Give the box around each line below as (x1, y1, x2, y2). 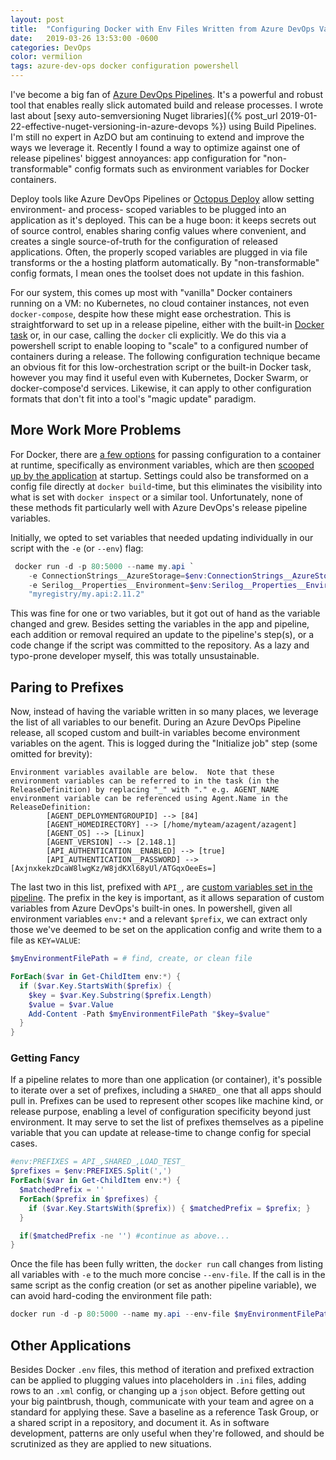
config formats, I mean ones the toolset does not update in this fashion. (10, 267, 305, 279)
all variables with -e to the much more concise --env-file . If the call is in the (10, 1269, 326, 1281)
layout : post (10, 14, 65, 25)
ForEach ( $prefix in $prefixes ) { (19, 1194, 159, 1204)
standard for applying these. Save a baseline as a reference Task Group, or (10, 1406, 319, 1418)
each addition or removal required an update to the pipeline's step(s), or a (10, 629, 315, 641)
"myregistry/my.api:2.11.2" (28, 589, 145, 600)
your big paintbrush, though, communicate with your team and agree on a (10, 1395, 315, 1407)
